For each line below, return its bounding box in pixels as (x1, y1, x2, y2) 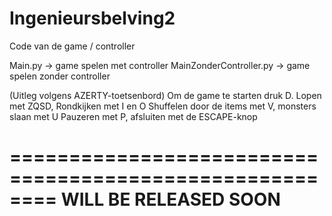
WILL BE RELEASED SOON (60, 188, 281, 211)
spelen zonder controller (9, 70, 111, 82)
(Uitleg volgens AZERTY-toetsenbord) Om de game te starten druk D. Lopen (9, 89, 322, 101)
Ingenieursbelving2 (9, 7, 176, 30)
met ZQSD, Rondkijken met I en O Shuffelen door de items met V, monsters (9, 100, 317, 112)
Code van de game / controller (9, 40, 136, 52)
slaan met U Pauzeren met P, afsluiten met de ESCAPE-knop (9, 110, 258, 122)
